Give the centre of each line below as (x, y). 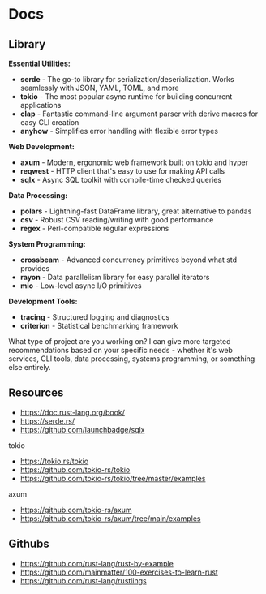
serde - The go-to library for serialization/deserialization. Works (127, 79)
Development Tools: (43, 301)
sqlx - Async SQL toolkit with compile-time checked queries (121, 180)
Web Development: (41, 146)
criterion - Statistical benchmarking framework (99, 326)
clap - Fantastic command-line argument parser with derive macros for (139, 114)
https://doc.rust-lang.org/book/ (73, 412)
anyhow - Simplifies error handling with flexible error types (119, 131)
